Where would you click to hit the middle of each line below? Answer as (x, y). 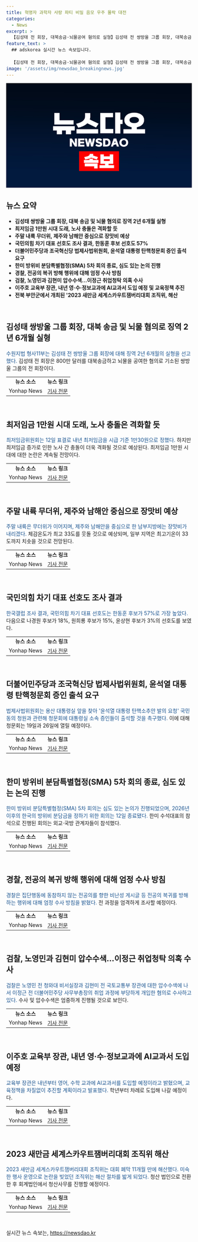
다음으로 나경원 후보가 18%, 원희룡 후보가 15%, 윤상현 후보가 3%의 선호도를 (93, 620)
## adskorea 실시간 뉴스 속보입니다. (52, 50)
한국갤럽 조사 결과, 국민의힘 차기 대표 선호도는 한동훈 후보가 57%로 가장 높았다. (97, 613)
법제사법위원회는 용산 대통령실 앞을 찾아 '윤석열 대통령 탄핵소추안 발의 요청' (93, 711)
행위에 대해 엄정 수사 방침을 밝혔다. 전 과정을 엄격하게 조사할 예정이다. (97, 902)
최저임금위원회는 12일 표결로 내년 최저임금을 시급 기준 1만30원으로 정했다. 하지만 (99, 440)
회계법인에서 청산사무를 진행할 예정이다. (64, 1184)
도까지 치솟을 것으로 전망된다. (40, 541)
